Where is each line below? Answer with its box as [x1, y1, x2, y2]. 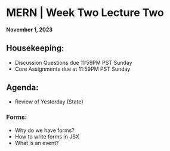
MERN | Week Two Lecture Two [6, 6, 164, 20]
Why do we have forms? [14, 127, 75, 134]
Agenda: [6, 82, 39, 92]
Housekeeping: [6, 43, 64, 54]
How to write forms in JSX [14, 133, 79, 140]
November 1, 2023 [6, 26, 53, 33]
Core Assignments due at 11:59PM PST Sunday [14, 65, 131, 73]
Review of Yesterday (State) [14, 98, 84, 105]
